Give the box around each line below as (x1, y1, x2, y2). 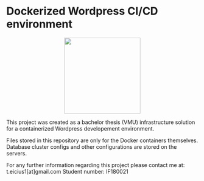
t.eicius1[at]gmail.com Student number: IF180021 (6, 168, 129, 175)
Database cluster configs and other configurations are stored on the (6, 143, 177, 150)
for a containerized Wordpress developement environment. (6, 125, 155, 132)
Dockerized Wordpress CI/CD (6, 4, 158, 18)
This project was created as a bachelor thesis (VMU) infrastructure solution (6, 118, 195, 126)
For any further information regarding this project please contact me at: (6, 161, 185, 168)
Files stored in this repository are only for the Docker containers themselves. (6, 137, 199, 144)
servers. (6, 149, 27, 157)
